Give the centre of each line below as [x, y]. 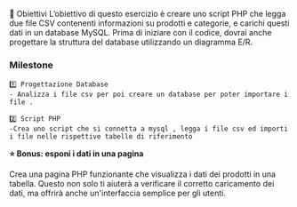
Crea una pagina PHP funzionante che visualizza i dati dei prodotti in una [143, 174]
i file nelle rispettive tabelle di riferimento [101, 137]
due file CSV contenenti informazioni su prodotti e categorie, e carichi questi [149, 23]
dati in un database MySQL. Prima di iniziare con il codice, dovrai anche [140, 32]
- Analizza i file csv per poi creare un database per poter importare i [149, 95]
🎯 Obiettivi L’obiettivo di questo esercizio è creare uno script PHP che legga [148, 14]
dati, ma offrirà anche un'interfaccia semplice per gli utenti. [118, 193]
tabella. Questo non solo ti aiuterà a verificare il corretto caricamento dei [142, 184]
